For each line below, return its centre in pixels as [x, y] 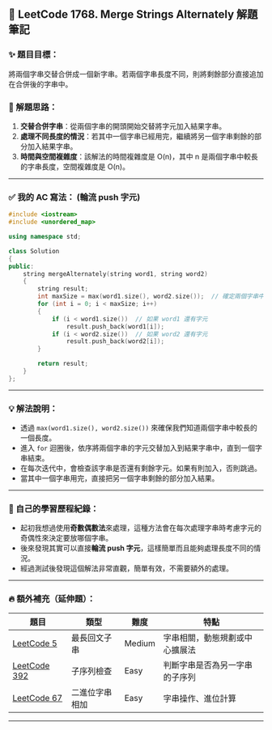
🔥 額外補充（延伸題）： [52, 599]
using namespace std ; [45, 237]
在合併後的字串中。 [40, 84]
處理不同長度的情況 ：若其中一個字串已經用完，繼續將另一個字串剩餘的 [137, 136]
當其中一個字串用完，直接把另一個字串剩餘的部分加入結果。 [119, 478]
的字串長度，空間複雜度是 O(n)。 [74, 166]
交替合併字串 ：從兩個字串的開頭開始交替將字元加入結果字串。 [123, 126]
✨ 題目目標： [34, 55]
